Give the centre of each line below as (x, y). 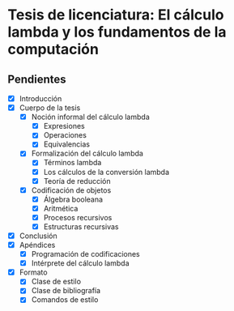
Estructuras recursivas (81, 226)
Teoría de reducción (77, 181)
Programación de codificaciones (85, 254)
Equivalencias (67, 144)
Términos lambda (72, 163)
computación (53, 49)
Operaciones (65, 135)
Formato (33, 272)
